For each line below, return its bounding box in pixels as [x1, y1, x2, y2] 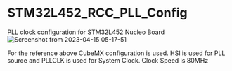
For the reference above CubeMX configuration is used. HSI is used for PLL [7, 49, 226, 57]
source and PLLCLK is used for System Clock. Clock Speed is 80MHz [7, 56, 209, 64]
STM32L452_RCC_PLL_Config [7, 5, 188, 21]
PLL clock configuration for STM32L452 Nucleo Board [7, 28, 165, 36]
